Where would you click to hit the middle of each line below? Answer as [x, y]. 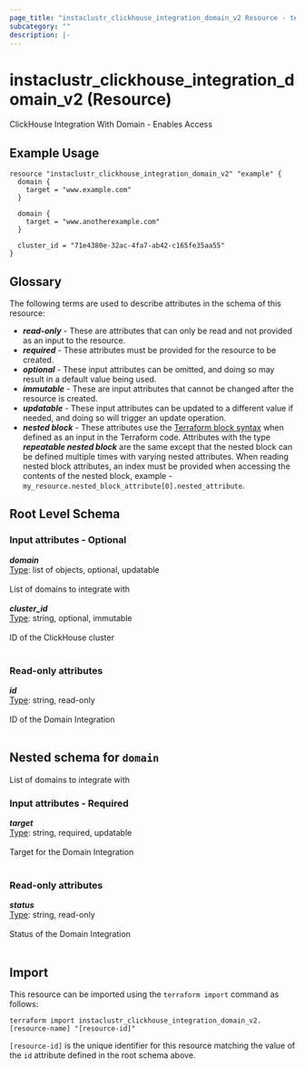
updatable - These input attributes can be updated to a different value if [158, 408]
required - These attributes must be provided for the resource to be [149, 350]
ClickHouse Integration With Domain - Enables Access [111, 125]
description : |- [40, 35]
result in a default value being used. [89, 379]
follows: [24, 1004]
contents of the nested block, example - [97, 475]
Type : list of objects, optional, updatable [85, 569]
